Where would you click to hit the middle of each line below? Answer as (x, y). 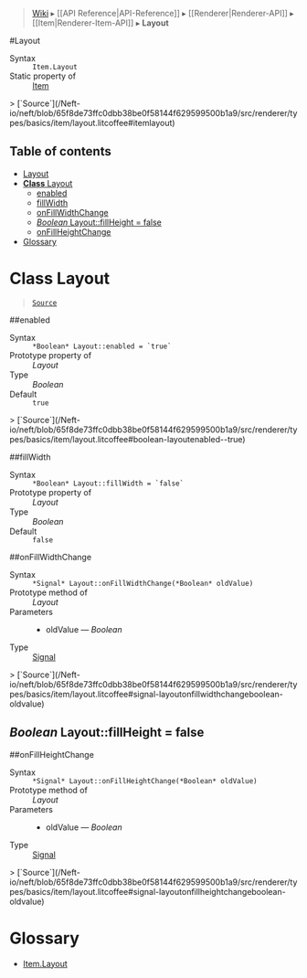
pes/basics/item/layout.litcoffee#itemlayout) (92, 123)
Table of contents (60, 151)
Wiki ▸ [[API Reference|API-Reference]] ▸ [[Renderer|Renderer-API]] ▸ (163, 13)
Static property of (42, 76)
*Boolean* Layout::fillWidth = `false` (108, 484)
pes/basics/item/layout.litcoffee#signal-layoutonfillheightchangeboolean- (148, 891)
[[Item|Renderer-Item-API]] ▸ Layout (100, 23)
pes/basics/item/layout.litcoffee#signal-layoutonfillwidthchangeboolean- (146, 694)
